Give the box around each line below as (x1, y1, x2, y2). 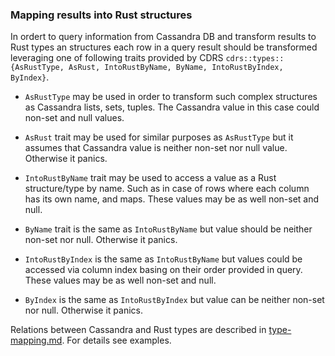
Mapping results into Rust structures (10, 8, 193, 22)
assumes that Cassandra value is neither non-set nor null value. (24, 142, 288, 154)
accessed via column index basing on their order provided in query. (24, 264, 303, 276)
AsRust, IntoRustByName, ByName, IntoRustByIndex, (68, 63, 284, 73)
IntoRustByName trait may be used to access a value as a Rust (24, 172, 277, 184)
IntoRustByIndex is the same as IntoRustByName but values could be (24, 253, 303, 265)
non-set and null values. (24, 112, 125, 124)
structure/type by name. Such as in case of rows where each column (24, 183, 310, 195)
